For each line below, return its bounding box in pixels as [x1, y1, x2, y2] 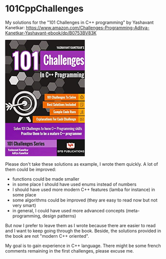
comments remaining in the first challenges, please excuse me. [5, 248, 134, 254]
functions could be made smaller [12, 176, 80, 182]
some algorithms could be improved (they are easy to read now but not [12, 197, 158, 203]
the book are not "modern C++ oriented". [5, 233, 89, 239]
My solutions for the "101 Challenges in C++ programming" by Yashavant [5, 19, 154, 25]
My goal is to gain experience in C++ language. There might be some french [5, 243, 161, 249]
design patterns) [42, 213, 76, 219]
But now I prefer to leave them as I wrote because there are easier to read [5, 222, 156, 228]
